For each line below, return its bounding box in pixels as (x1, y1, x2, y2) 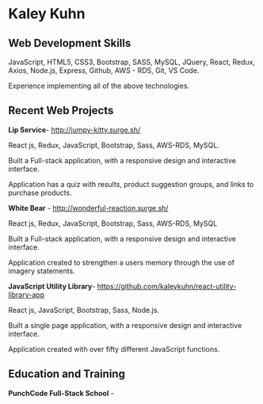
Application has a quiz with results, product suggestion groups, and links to (8, 179, 254, 189)
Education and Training (8, 368, 125, 381)
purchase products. (8, 188, 73, 197)
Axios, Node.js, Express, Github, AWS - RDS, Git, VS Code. (8, 66, 200, 75)
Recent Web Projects (8, 104, 114, 117)
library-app (8, 290, 45, 299)
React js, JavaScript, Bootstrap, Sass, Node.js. (8, 305, 160, 314)
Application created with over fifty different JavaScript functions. (8, 344, 220, 353)
